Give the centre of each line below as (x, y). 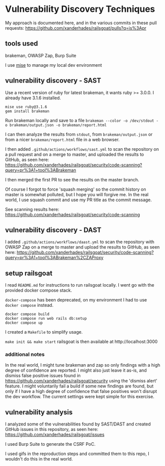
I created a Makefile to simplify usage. (44, 332)
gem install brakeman (27, 111)
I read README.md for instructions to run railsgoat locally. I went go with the (80, 285)
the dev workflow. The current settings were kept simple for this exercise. (80, 397)
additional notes (25, 354)
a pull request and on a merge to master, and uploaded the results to (75, 154)
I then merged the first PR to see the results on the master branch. (72, 179)
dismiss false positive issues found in (43, 376)
